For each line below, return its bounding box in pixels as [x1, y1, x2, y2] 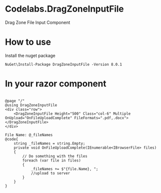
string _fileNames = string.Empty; [14, 141, 86, 146]
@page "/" [5, 98, 25, 103]
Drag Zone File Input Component [5, 19, 71, 25]
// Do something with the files [22, 154, 88, 158]
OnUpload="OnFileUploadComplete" [5, 115, 73, 120]
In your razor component [5, 78, 106, 89]
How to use [5, 36, 51, 48]
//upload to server [30, 171, 70, 175]
